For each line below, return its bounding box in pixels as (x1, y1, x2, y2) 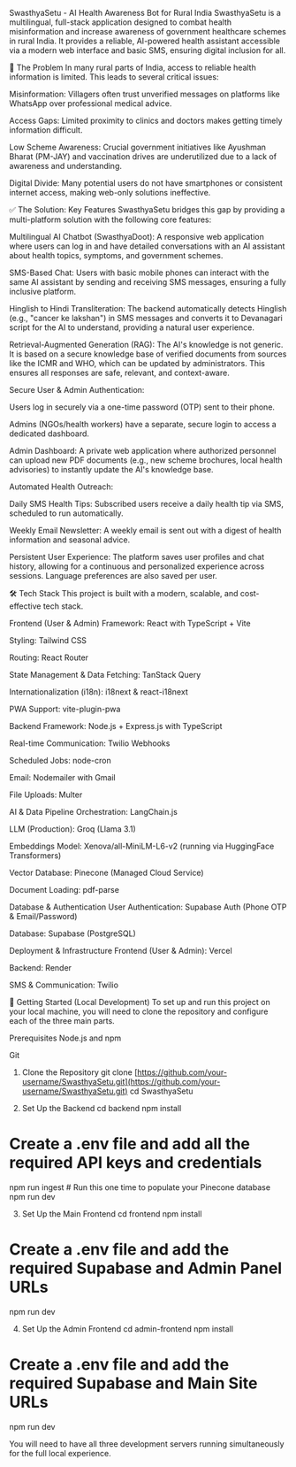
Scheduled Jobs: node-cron (9, 756, 112, 765)
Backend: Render (9, 963, 72, 972)
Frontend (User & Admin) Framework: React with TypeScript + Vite (9, 618, 251, 628)
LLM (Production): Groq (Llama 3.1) (9, 824, 137, 834)
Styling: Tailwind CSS (9, 635, 87, 645)
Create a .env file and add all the (9, 1134, 250, 1154)
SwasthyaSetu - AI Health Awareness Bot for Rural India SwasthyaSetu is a (9, 8, 281, 18)
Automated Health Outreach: (9, 481, 114, 492)
